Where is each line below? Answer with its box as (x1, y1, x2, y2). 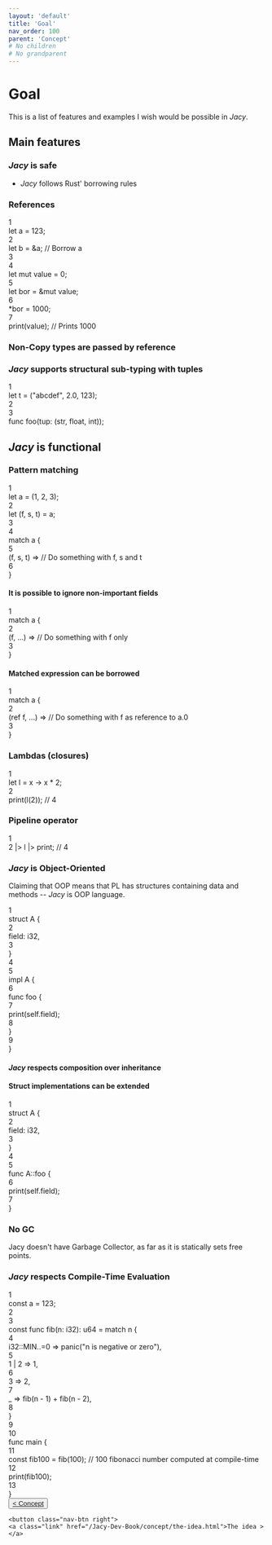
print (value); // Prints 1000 (8, 321, 96, 331)
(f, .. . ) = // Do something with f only (8, 632, 129, 642)
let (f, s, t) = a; (8, 508, 55, 518)
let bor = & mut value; (8, 286, 79, 296)
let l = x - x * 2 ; (8, 777, 63, 787)
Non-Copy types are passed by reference (8, 341, 177, 353)
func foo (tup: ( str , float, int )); (8, 416, 104, 426)
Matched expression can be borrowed (8, 668, 140, 678)
